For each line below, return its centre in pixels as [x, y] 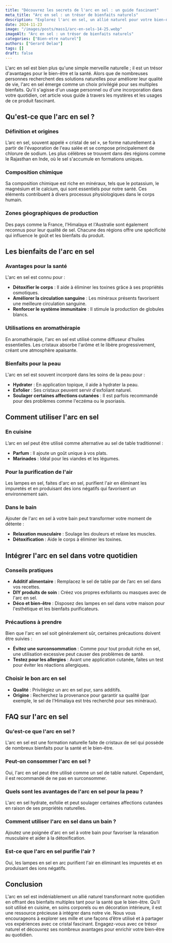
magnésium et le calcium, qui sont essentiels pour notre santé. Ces [76, 189]
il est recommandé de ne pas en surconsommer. [56, 778]
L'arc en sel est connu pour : [35, 277]
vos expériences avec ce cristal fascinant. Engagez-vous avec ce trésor [81, 924]
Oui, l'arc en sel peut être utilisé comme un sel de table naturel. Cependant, [85, 773]
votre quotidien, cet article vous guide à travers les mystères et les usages [84, 95]
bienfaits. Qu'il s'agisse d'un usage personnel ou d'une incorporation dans [84, 90]
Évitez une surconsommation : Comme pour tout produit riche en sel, [87, 649]
